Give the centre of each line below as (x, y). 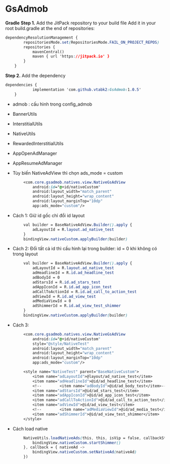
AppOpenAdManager (35, 153)
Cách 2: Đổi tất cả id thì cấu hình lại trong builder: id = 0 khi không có (85, 249)
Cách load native (30, 428)
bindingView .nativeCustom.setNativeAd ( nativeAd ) (84, 452)
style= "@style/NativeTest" (61, 344)
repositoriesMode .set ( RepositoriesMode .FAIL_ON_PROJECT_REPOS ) (91, 42)
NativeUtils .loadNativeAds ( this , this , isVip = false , (82, 438)
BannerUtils (25, 114)
